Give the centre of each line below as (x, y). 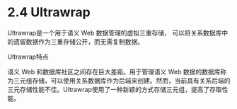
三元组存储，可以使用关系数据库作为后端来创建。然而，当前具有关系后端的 (122, 80)
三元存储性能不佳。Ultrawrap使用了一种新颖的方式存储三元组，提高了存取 (115, 89)
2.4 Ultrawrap (49, 12)
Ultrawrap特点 (28, 57)
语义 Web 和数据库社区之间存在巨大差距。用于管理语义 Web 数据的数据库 (114, 71)
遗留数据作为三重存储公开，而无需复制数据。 (78, 41)
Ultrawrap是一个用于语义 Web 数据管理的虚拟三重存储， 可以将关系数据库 (115, 33)
